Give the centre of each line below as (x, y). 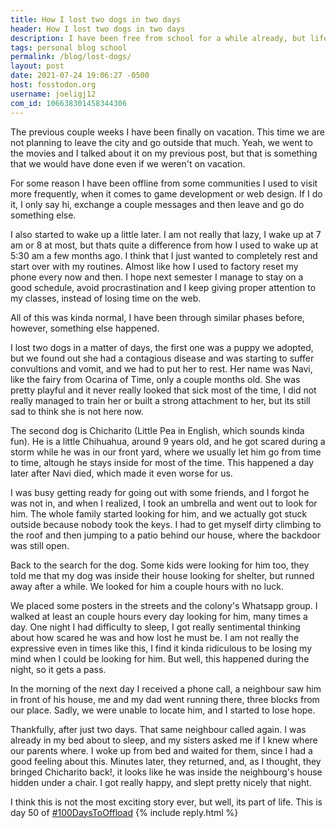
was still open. (40, 545)
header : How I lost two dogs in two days (98, 29)
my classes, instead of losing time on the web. (106, 298)
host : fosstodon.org (53, 85)
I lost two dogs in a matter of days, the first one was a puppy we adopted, (162, 347)
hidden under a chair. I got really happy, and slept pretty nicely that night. (161, 782)
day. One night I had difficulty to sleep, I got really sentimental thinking (155, 627)
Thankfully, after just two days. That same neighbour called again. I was (158, 729)
